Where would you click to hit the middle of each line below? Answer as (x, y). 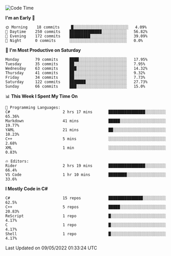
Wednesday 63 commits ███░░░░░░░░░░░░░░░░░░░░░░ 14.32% (76, 69)
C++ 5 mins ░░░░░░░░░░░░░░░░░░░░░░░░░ (86, 139)
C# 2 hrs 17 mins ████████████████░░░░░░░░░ (86, 112)
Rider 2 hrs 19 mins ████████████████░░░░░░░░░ (86, 166)
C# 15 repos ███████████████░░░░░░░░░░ (86, 198)
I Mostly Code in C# (27, 189)
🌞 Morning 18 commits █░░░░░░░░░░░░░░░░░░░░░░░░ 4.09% (76, 27)
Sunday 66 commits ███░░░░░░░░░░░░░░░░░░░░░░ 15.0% (75, 87)
